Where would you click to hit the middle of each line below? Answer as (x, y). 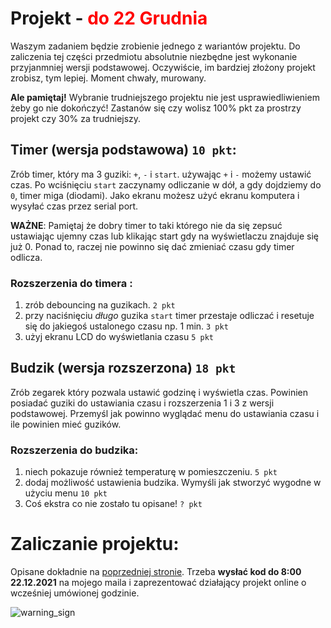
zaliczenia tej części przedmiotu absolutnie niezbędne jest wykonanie (154, 56)
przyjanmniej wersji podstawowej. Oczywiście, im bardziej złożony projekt (163, 67)
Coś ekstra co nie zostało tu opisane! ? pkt (113, 504)
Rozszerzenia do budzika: (74, 450)
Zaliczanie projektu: (95, 544)
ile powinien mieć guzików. (66, 424)
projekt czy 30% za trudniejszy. (76, 118)
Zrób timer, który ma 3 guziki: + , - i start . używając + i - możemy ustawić (161, 174)
